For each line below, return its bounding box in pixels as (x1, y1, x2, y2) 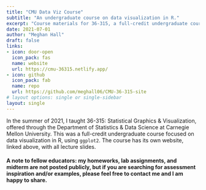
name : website (12, 60, 48, 66)
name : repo (12, 83, 40, 89)
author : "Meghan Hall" (6, 32, 64, 38)
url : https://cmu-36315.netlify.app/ (12, 66, 109, 72)
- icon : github (6, 72, 45, 78)
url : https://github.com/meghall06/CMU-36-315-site (12, 89, 147, 95)
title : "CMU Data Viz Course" (6, 9, 84, 15)
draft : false (6, 37, 40, 44)
